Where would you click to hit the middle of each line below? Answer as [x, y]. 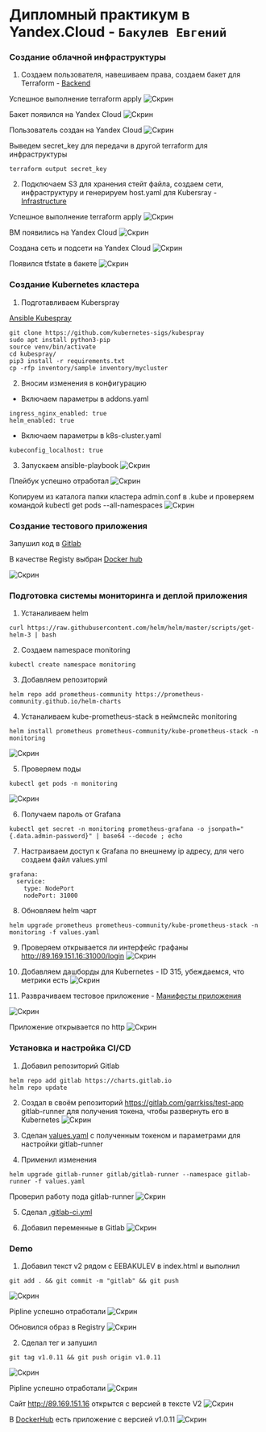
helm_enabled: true [42, 420]
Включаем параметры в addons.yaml [85, 399]
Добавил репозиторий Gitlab [70, 1066]
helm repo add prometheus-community [71, 695]
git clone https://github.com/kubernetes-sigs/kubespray [107, 332]
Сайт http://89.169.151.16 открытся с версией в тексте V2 [106, 1403]
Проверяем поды [51, 769]
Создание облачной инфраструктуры [87, 57]
